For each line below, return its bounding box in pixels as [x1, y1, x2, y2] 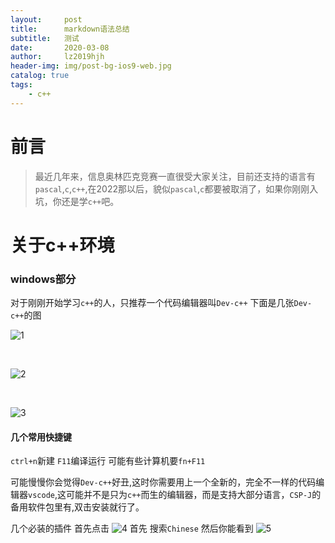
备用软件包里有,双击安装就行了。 [10, 501, 145, 513]
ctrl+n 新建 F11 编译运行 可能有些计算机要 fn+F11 [10, 455, 206, 467]
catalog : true [10, 71, 70, 81]
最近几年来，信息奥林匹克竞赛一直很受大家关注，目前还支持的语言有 [34, 170, 316, 182]
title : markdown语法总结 [10, 24, 130, 34]
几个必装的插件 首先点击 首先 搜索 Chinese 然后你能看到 [10, 522, 254, 535]
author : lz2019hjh [10, 52, 105, 62]
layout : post [10, 14, 83, 25]
